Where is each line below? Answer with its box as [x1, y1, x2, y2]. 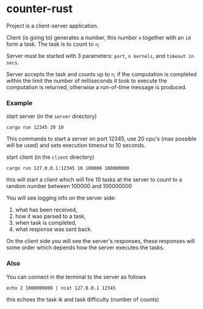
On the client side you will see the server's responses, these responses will [6, 238, 195, 245]
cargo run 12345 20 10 [6, 125, 64, 131]
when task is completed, [15, 219, 77, 227]
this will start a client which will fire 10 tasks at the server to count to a [6, 176, 182, 183]
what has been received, [15, 206, 77, 214]
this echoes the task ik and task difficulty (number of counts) [6, 296, 160, 303]
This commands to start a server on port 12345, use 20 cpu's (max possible [6, 135, 197, 142]
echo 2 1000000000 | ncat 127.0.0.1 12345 [6, 285, 116, 291]
